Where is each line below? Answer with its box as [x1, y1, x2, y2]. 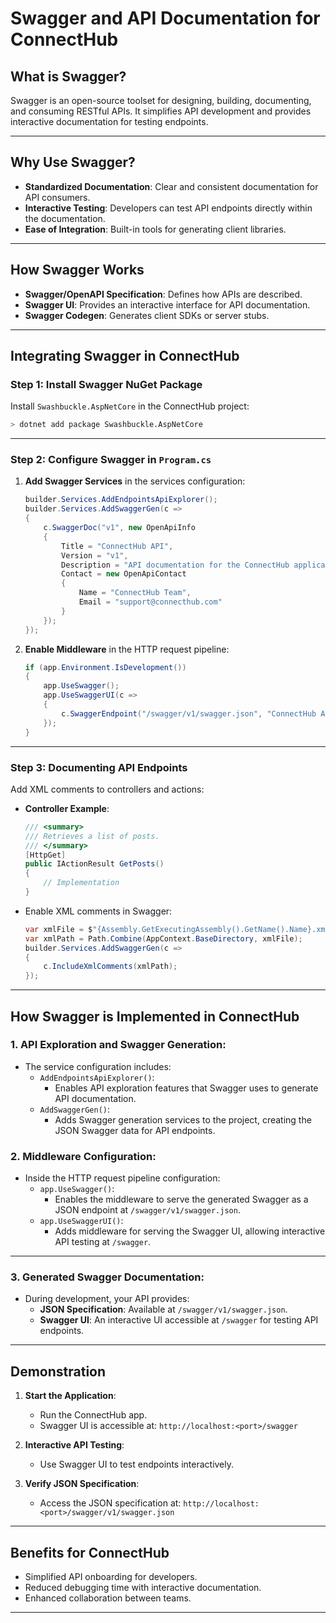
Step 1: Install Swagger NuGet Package [10, 377, 203, 391]
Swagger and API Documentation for [10, 7, 321, 30]
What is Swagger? [10, 68, 127, 85]
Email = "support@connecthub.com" [78, 597, 223, 607]
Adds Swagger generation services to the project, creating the [54, 1113, 312, 1126]
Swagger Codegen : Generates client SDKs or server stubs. [24, 309, 270, 321]
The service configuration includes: [24, 1060, 172, 1072]
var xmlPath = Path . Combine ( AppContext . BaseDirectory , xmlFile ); [24, 933, 303, 944]
